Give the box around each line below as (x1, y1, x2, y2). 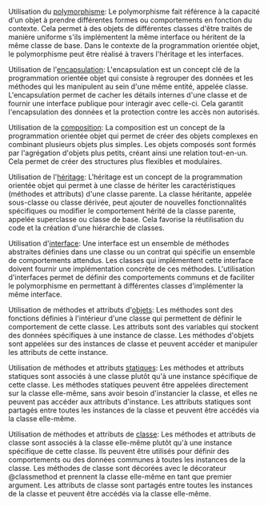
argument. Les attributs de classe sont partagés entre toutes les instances (8, 480, 254, 490)
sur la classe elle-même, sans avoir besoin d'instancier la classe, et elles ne (8, 388, 258, 398)
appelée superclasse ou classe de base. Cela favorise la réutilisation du (8, 215, 244, 224)
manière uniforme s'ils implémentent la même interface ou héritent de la (8, 32, 246, 42)
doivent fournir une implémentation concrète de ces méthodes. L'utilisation (8, 264, 256, 273)
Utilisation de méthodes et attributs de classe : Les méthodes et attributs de (8, 429, 256, 439)
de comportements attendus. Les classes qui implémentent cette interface (8, 256, 254, 265)
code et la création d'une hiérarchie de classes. (8, 223, 166, 233)
